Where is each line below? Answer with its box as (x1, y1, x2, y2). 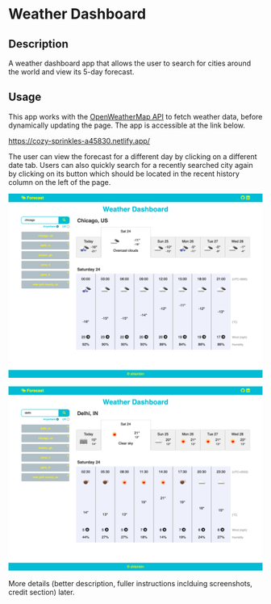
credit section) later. (8, 587, 75, 598)
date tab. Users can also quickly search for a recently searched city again (8, 160, 253, 170)
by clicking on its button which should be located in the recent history (8, 169, 240, 178)
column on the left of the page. (8, 177, 111, 187)
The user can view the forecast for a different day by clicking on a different (8, 151, 257, 161)
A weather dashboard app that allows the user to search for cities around (8, 58, 252, 68)
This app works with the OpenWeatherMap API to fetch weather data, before (8, 111, 263, 121)
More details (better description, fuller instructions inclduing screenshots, (8, 579, 252, 589)
